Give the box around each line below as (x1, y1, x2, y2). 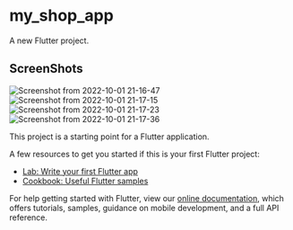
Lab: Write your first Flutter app (22, 165, 139, 176)
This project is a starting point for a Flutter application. (9, 131, 210, 142)
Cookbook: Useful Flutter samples (22, 175, 149, 186)
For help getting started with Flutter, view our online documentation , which (9, 192, 285, 203)
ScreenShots (9, 61, 83, 76)
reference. (9, 212, 47, 223)
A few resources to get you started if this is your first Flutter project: (9, 148, 260, 159)
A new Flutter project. (9, 35, 90, 46)
